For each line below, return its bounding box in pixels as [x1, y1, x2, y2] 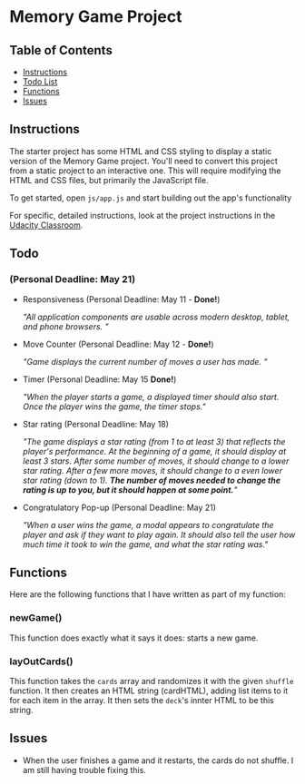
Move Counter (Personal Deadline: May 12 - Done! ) [22, 338, 215, 349]
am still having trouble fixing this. [22, 764, 147, 775]
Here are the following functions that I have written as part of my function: [9, 589, 286, 600]
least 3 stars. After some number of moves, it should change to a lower [22, 456, 290, 466]
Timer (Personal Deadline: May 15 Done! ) [22, 374, 177, 385]
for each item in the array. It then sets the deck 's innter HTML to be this [9, 694, 274, 705]
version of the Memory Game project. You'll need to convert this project [9, 155, 279, 166]
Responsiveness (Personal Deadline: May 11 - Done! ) [22, 293, 221, 305]
